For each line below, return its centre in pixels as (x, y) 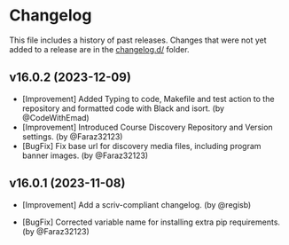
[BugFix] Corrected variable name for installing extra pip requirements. (151, 222)
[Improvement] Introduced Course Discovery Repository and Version (147, 127)
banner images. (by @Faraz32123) (85, 155)
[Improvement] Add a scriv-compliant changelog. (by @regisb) (137, 204)
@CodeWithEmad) (56, 117)
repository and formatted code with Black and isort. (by (123, 108)
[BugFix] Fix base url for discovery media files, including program (141, 146)
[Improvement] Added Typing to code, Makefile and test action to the (148, 99)
